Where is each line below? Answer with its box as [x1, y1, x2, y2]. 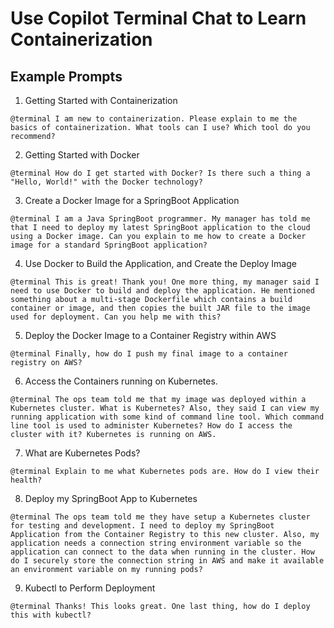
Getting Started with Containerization [24, 95, 178, 106]
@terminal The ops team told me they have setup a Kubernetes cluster [10, 512, 311, 522]
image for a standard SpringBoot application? [10, 240, 208, 250]
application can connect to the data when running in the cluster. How [10, 547, 315, 557]
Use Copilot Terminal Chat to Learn [10, 7, 307, 30]
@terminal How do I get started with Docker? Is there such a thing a [10, 168, 311, 178]
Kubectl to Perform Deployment [24, 582, 156, 594]
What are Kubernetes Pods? [24, 447, 141, 459]
